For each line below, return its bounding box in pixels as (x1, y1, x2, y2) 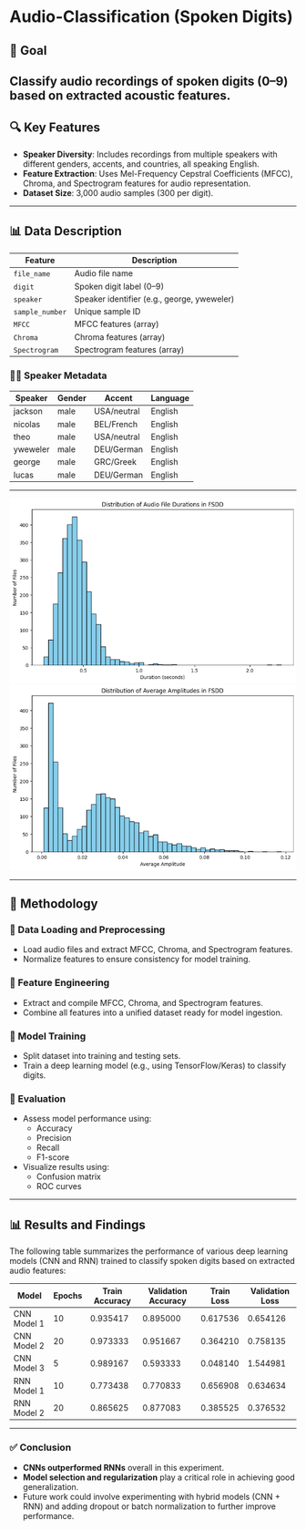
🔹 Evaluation (9, 1093, 66, 1104)
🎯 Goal (9, 43, 47, 58)
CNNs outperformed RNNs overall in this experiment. (22, 1462, 225, 1473)
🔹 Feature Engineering (9, 977, 110, 990)
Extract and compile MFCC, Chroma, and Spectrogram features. (22, 997, 264, 1008)
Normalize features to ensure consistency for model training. (22, 954, 251, 965)
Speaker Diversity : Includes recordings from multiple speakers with (22, 149, 278, 159)
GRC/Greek (94, 457, 137, 467)
